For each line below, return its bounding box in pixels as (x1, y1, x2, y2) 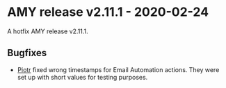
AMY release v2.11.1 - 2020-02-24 (7, 4, 209, 20)
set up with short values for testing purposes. (17, 73, 148, 81)
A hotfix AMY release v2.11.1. (7, 27, 88, 35)
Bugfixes (7, 47, 47, 59)
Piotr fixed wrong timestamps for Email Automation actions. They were (17, 65, 220, 73)
